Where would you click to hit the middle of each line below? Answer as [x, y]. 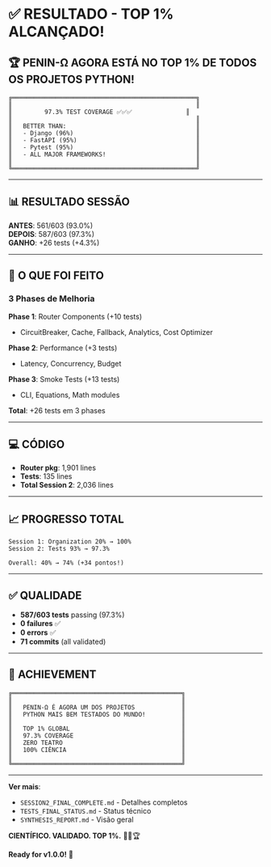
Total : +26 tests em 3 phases [57, 410]
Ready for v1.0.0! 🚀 [41, 854]
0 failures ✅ [40, 623]
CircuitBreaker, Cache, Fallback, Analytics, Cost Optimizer [117, 332]
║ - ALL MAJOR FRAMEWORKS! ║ [104, 154]
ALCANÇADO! [56, 32]
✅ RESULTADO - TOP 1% [91, 14]
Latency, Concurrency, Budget [71, 363]
